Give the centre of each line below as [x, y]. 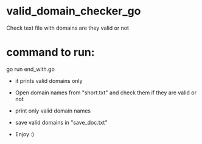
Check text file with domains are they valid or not [68, 28]
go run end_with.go [30, 69]
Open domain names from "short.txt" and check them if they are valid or [106, 93]
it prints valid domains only [49, 80]
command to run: [51, 52]
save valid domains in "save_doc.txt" [61, 122]
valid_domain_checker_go [74, 11]
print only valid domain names [53, 111]
